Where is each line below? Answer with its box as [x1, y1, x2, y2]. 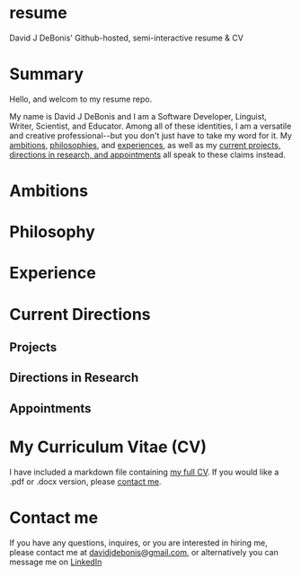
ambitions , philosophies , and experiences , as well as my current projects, [9, 139, 281, 150]
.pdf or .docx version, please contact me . [9, 475, 162, 487]
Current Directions [9, 304, 151, 324]
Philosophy [9, 222, 96, 243]
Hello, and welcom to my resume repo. [9, 93, 153, 104]
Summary [9, 64, 84, 84]
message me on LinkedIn [9, 556, 102, 567]
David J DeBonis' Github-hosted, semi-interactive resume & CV [9, 32, 244, 43]
